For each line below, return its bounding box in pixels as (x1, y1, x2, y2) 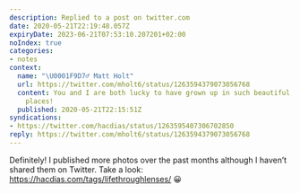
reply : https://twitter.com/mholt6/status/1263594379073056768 (9, 130, 251, 139)
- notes (9, 55, 39, 64)
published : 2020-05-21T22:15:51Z (17, 105, 142, 114)
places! (25, 96, 54, 106)
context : (9, 64, 42, 73)
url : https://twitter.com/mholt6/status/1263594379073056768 (17, 80, 251, 89)
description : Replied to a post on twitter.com (9, 13, 191, 22)
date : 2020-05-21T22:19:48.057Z (9, 22, 130, 31)
